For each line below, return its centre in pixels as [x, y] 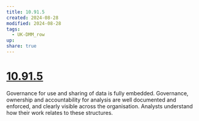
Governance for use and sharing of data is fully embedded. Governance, [97, 93]
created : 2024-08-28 [33, 18]
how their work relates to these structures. [60, 112]
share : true [21, 46]
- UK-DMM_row [28, 35]
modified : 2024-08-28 [34, 23]
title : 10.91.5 [26, 12]
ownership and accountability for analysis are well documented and [91, 100]
